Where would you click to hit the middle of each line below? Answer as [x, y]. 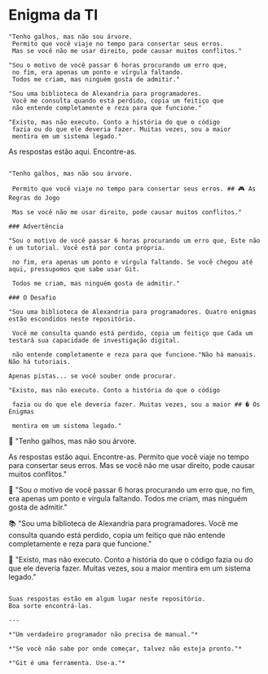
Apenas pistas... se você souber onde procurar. [92, 376]
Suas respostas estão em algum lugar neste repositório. [107, 599]
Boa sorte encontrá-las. [51, 606]
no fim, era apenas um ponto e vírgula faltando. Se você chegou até [132, 262]
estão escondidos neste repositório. [72, 319]
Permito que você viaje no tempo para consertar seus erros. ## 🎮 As [134, 189]
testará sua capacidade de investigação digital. [94, 340]
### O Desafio [33, 298]
